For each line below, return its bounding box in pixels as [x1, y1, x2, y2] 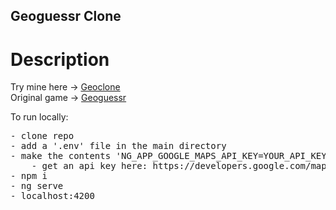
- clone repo [10, 130, 75, 142]
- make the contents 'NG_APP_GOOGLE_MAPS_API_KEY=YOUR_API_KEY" [10, 150, 333, 162]
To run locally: [10, 111, 69, 123]
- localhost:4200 [10, 190, 95, 202]
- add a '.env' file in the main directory [10, 140, 227, 152]
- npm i [10, 170, 48, 182]
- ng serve [10, 180, 64, 192]
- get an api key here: [31, 160, 148, 172]
